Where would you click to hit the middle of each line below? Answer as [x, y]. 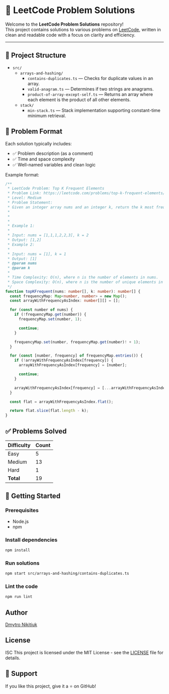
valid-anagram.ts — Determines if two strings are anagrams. [91, 89]
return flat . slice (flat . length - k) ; [49, 411]
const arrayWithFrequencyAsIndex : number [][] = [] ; [65, 301]
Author [16, 612]
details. [13, 658]
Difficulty [19, 445]
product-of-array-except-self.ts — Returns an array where [90, 94]
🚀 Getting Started [33, 496]
